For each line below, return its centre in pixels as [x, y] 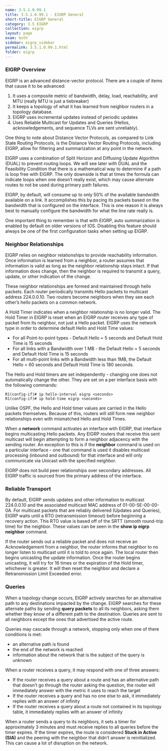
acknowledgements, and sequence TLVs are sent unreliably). [75, 128]
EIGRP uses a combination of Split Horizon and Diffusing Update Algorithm [82, 158]
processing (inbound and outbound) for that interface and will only [74, 455]
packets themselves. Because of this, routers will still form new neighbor [80, 414]
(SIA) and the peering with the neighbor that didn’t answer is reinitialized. [81, 737]
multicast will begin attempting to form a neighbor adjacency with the [77, 439]
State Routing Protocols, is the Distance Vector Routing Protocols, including [83, 143]
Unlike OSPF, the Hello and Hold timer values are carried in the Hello [76, 408]
